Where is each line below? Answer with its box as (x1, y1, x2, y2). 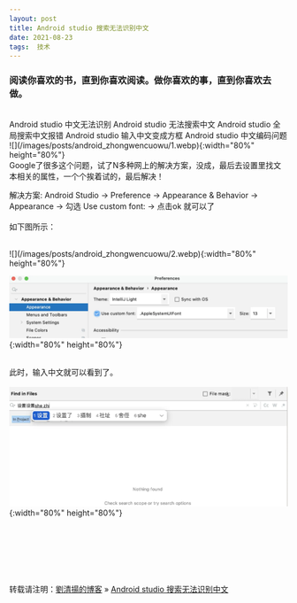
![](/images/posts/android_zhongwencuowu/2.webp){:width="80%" (9, 248, 256, 259)
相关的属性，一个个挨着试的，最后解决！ (16, 171, 164, 182)
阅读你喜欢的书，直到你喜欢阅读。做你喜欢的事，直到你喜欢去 (9, 74, 272, 87)
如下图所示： (9, 221, 56, 232)
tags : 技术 (9, 43, 50, 51)
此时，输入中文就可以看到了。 (9, 367, 118, 377)
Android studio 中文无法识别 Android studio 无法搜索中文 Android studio (9, 119, 271, 129)
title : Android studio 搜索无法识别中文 (9, 23, 149, 33)
